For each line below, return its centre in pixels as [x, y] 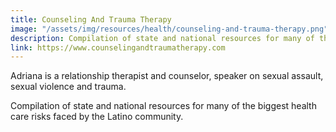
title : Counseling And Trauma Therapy [91, 19]
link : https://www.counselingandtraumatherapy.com [118, 47]
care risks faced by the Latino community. [97, 117]
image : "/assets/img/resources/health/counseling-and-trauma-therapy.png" [169, 29]
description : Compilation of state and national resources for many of [162, 38]
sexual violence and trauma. [68, 87]
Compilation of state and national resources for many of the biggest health [163, 106]
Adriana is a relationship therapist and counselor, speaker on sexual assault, [167, 76]
